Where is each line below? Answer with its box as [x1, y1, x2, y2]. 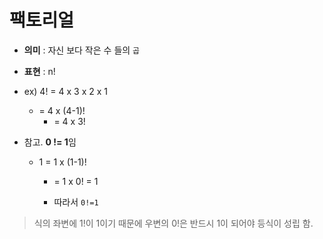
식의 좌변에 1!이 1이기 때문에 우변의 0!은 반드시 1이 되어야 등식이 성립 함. [33, 217, 314, 229]
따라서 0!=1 [53, 196, 99, 208]
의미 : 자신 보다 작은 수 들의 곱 [23, 44, 141, 56]
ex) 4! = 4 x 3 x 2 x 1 [23, 85, 109, 97]
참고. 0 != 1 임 [23, 136, 77, 148]
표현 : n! [23, 65, 56, 77]
